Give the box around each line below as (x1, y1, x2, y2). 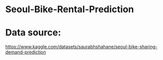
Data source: (5, 27, 62, 39)
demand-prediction (5, 49, 46, 55)
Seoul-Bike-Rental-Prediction (5, 4, 134, 15)
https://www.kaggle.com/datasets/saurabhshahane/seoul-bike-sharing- (5, 44, 158, 50)
